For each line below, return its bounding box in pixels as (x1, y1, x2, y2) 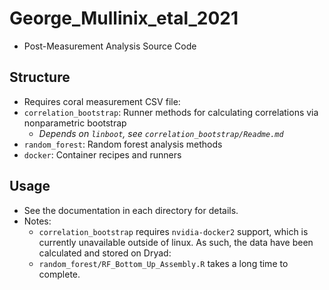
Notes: (23, 215, 52, 227)
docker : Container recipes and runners (23, 148, 182, 161)
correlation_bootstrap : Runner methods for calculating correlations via (23, 106, 319, 118)
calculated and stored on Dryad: (38, 247, 172, 259)
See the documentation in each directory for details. (23, 204, 239, 216)
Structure (9, 69, 71, 86)
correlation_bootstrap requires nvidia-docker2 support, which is (38, 225, 309, 237)
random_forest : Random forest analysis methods (23, 138, 223, 150)
